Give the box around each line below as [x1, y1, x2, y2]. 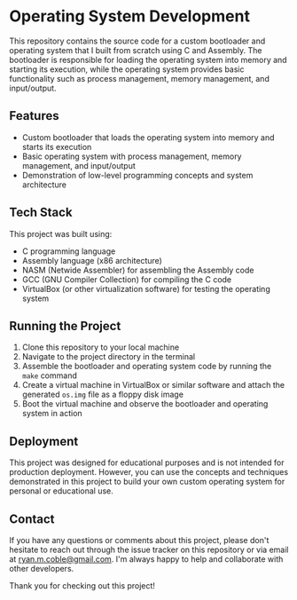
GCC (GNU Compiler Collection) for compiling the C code [21, 273, 232, 285]
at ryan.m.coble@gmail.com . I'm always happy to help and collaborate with [9, 554, 284, 564]
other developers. [9, 564, 74, 573]
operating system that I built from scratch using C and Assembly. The [9, 44, 263, 55]
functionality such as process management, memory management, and [9, 73, 270, 83]
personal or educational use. [9, 486, 113, 496]
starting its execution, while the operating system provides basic [9, 64, 245, 75]
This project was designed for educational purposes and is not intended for [9, 457, 285, 468]
